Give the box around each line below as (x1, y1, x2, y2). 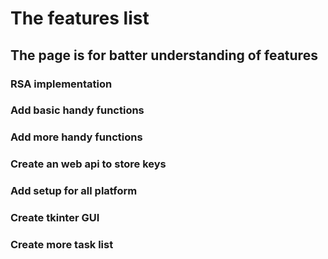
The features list (10, 7, 150, 30)
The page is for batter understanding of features (10, 47, 318, 64)
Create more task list (10, 238, 114, 252)
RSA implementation (10, 77, 113, 91)
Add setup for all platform (10, 184, 138, 198)
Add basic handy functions (10, 103, 145, 117)
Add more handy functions (10, 130, 143, 144)
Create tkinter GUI (10, 211, 100, 225)
